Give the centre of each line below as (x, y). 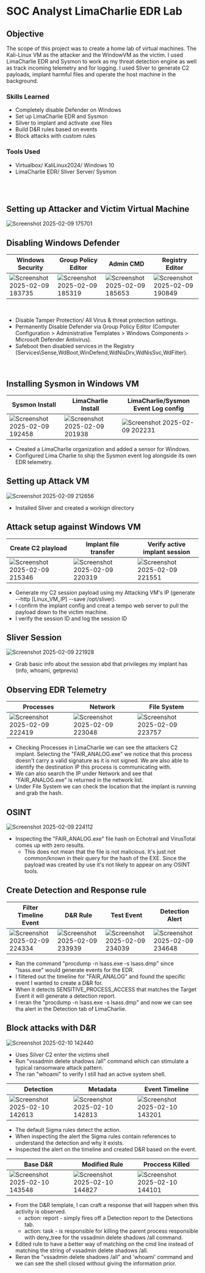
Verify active (167, 544)
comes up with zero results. (50, 845)
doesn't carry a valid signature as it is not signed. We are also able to (102, 761)
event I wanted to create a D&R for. (59, 983)
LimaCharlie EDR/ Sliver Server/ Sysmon (66, 172)
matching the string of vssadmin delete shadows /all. (81, 1250)
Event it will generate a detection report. (66, 996)
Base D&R (38, 1164)
